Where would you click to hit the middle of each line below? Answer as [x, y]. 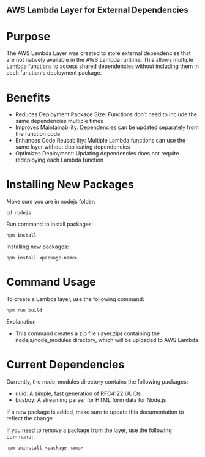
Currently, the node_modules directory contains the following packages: [97, 382]
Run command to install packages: [50, 224]
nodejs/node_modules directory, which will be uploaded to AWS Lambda [107, 340]
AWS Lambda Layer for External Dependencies [97, 10]
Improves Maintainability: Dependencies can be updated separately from [107, 127]
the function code [38, 134]
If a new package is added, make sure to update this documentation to [95, 412]
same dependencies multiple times [59, 121]
